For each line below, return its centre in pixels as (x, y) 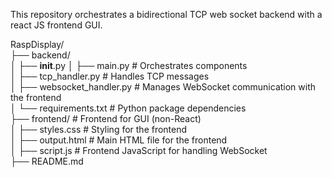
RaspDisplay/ (37, 44)
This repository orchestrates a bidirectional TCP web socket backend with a (166, 14)
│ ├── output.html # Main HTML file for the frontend (119, 140)
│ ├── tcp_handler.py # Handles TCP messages (110, 76)
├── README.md (47, 161)
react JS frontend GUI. (56, 25)
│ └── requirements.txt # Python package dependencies (128, 108)
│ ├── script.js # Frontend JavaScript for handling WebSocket (139, 150)
